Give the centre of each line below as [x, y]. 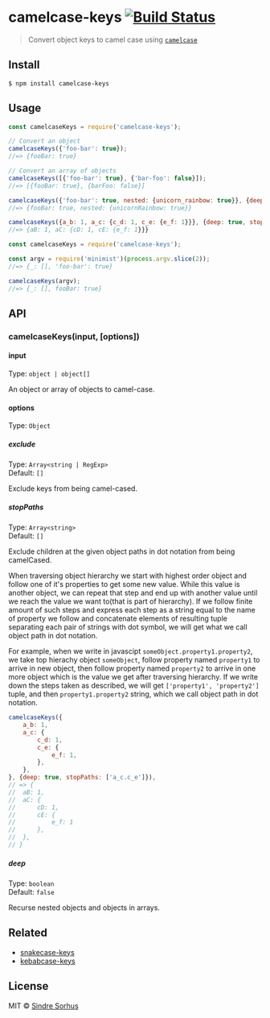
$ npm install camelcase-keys [59, 83]
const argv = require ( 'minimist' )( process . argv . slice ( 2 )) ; [109, 259]
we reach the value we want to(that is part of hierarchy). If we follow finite [131, 601]
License [29, 986]
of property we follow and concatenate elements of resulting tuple [118, 619]
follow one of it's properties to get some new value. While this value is [124, 584]
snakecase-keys [47, 952]
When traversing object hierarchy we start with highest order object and [128, 575]
